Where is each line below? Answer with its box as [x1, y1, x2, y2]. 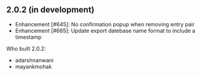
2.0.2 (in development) [6, 5, 95, 15]
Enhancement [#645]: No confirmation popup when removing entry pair [15, 20, 195, 28]
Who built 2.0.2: [6, 45, 47, 52]
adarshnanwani [15, 56, 54, 63]
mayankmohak [15, 63, 52, 70]
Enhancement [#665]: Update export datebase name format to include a [15, 27, 196, 34]
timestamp [15, 33, 42, 41]
